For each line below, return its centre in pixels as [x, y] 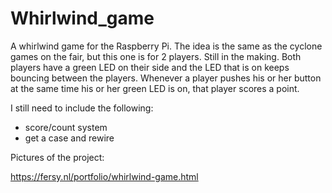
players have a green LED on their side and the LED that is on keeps [150, 67]
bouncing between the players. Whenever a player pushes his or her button [166, 78]
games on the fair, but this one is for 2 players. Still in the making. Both [156, 56]
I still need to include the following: [82, 108]
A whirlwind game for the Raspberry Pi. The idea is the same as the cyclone [166, 46]
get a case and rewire [69, 138]
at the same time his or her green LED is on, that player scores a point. [155, 88]
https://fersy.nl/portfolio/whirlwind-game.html [104, 176]
